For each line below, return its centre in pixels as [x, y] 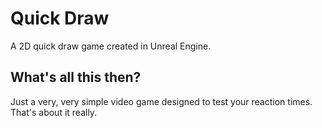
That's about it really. [54, 112]
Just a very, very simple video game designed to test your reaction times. [161, 101]
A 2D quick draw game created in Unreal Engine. [111, 46]
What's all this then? [76, 77]
